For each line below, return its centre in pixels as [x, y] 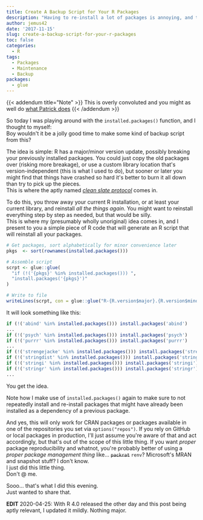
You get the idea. [27, 386]
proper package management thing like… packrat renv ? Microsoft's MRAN [99, 455]
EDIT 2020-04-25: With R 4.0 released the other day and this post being [96, 504]
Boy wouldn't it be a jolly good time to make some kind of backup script [95, 133]
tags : [13, 57]
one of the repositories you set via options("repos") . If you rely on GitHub [98, 428]
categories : [21, 46]
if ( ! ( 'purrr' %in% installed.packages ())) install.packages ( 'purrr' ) [97, 341]
